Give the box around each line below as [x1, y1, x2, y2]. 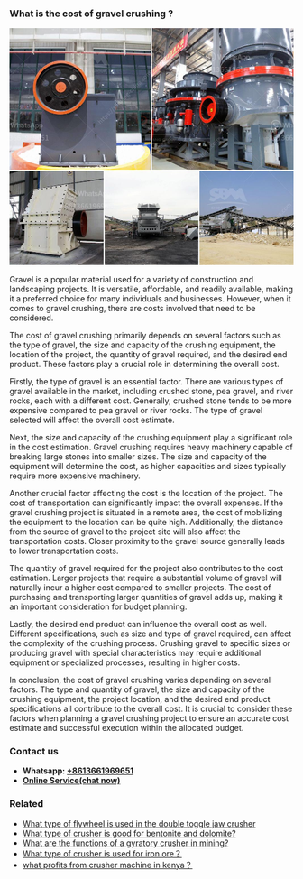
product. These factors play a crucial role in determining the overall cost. [9, 358, 280, 369]
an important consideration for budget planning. [9, 601, 188, 612]
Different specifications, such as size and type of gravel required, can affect [9, 628, 292, 639]
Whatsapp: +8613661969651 [22, 765, 133, 776]
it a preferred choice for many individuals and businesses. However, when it [9, 292, 291, 304]
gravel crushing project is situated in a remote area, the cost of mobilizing [9, 506, 283, 517]
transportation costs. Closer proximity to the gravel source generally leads [9, 535, 286, 546]
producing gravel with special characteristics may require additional [9, 647, 262, 658]
